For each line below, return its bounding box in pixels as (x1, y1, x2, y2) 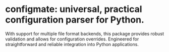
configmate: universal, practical (5, 3, 142, 15)
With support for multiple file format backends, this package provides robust (5, 30, 164, 36)
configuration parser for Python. (5, 14, 145, 25)
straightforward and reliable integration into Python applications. (5, 41, 139, 47)
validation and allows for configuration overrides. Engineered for (5, 36, 139, 42)
